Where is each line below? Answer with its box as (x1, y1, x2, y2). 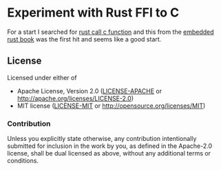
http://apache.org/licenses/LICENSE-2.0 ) (17, 94, 134, 102)
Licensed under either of (7, 73, 77, 82)
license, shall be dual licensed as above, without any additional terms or (7, 149, 211, 158)
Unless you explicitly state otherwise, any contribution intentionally (7, 135, 197, 143)
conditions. (7, 157, 39, 165)
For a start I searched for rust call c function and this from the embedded (7, 28, 215, 36)
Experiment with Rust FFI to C (7, 5, 180, 21)
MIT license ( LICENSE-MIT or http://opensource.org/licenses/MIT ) (17, 102, 206, 110)
